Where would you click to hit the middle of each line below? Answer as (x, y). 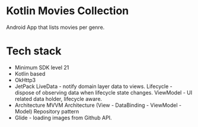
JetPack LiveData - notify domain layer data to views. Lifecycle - (94, 86)
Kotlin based (30, 74)
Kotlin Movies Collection (68, 11)
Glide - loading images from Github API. (63, 118)
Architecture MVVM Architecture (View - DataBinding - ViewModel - (98, 105)
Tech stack (34, 51)
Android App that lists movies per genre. (55, 27)
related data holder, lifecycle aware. (58, 99)
